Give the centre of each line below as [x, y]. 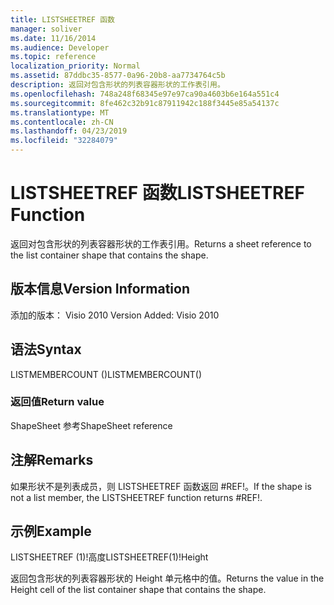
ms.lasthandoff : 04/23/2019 [69, 131]
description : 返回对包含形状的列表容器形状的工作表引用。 [117, 85]
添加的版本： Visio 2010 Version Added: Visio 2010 [115, 315]
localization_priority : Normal [75, 66]
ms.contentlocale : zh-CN [62, 122]
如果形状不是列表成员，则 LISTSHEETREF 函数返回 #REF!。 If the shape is [161, 486]
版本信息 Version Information [100, 289]
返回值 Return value [57, 402]
